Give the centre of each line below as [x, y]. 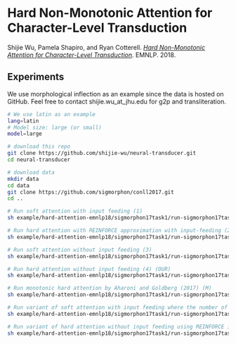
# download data [31, 172]
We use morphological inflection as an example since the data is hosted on [116, 94]
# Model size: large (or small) [54, 127]
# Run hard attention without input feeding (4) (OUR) [89, 269]
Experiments [36, 77]
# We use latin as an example [52, 114]
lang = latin [23, 121]
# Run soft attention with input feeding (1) [75, 211]
